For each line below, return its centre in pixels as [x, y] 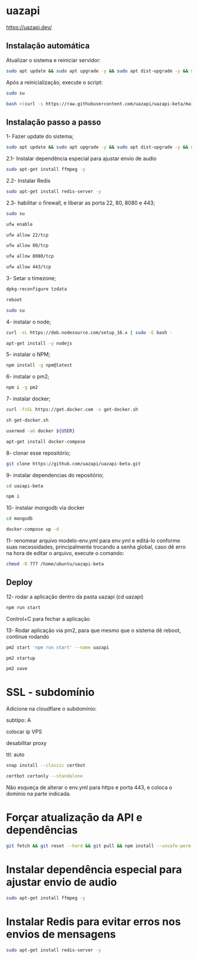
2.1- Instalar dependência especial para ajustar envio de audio [81, 158]
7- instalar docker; [29, 399]
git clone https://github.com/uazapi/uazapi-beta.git [74, 464]
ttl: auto [15, 754]
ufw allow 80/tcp [27, 246]
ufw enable [19, 224]
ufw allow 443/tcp [29, 267]
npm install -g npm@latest [39, 365]
